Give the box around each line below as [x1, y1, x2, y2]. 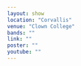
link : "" [7, 36, 32, 43]
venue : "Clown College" [7, 23, 76, 30]
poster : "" [7, 42, 38, 49]
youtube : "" [7, 49, 41, 56]
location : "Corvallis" [7, 16, 72, 23]
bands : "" [7, 29, 36, 36]
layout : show [7, 10, 45, 17]
